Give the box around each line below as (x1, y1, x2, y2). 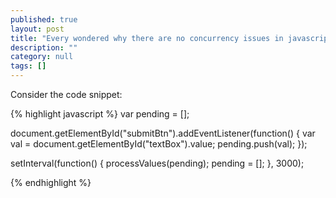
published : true (10, 14, 78, 25)
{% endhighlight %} (10, 177, 92, 188)
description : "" (10, 42, 78, 53)
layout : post (10, 24, 65, 34)
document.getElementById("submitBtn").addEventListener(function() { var (10, 127, 316, 139)
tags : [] (10, 61, 47, 71)
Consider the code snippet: (10, 89, 123, 100)
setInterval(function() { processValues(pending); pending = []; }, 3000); (10, 157, 305, 169)
